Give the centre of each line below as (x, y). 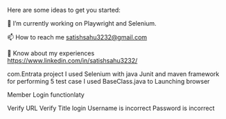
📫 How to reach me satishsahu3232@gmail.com (77, 37)
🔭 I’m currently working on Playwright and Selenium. (82, 23)
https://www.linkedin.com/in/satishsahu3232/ (72, 61)
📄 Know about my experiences (51, 53)
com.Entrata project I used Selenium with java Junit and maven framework (113, 74)
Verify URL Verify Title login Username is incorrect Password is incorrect (111, 108)
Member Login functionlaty (46, 95)
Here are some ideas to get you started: (64, 10)
